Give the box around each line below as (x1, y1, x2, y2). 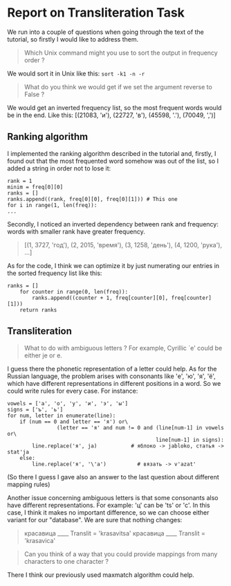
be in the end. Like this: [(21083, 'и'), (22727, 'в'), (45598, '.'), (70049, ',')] (7, 111, 216, 119)
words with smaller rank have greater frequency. (7, 227, 145, 236)
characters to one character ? (24, 557, 109, 565)
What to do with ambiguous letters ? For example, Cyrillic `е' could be (24, 344, 223, 352)
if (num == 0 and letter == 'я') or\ (19, 418, 129, 425)
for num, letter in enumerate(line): (7, 412, 116, 419)
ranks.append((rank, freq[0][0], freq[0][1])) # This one (7, 195, 178, 202)
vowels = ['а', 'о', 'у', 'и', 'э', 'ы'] (7, 400, 129, 407)
